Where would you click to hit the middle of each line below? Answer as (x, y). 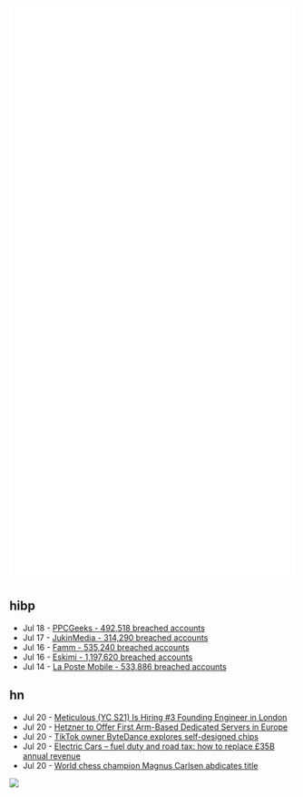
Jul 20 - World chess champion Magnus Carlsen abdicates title (140, 765)
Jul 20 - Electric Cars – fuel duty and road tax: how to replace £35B (148, 746)
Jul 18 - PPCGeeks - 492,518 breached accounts (114, 628)
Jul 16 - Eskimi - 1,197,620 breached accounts (108, 657)
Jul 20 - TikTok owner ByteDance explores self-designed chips (140, 736)
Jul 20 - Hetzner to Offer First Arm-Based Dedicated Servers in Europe (155, 727)
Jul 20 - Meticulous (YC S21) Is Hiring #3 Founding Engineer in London (155, 717)
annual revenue (52, 756)
